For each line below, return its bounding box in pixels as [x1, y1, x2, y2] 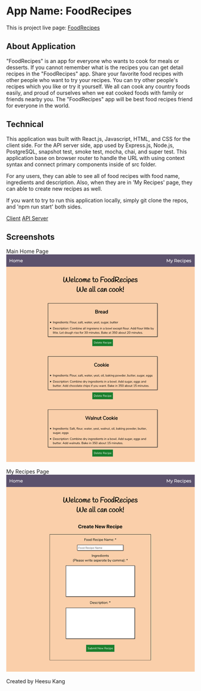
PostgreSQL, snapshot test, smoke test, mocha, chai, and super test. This [6, 148, 187, 155]
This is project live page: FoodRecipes [6, 24, 100, 31]
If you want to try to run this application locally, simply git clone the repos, [6, 197, 188, 204]
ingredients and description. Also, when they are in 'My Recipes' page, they [6, 179, 193, 186]
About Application [6, 41, 76, 52]
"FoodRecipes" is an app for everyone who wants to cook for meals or [6, 57, 179, 64]
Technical [6, 119, 44, 129]
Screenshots [6, 232, 55, 242]
